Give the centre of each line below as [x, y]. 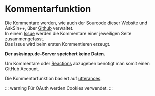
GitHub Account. [22, 69]
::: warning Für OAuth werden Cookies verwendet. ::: [59, 88]
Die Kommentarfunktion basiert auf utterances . [54, 78]
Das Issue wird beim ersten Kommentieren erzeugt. [58, 44]
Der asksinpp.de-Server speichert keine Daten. [55, 54]
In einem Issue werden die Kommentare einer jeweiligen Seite [68, 33]
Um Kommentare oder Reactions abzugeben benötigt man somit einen [77, 63]
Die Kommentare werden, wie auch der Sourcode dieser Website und [76, 23]
